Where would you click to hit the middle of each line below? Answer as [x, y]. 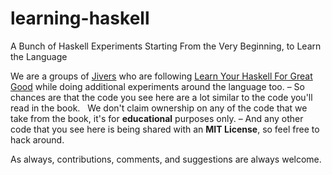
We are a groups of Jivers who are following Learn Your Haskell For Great [161, 76]
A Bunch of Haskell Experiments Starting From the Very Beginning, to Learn [166, 46]
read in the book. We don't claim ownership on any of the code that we [159, 108]
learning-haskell [80, 18]
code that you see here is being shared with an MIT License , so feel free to [165, 129]
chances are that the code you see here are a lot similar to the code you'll [161, 97]
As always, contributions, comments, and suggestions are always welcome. [166, 159]
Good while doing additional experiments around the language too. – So [157, 86]
